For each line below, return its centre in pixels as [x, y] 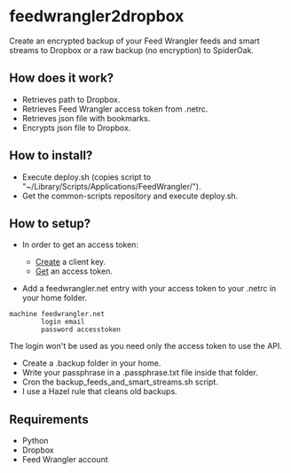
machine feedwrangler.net [57, 314]
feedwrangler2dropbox [97, 16]
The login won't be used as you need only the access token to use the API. [145, 346]
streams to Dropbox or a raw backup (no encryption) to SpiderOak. [132, 50]
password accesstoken [81, 330]
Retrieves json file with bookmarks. [86, 118]
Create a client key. [71, 262]
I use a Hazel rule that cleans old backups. [99, 392]
